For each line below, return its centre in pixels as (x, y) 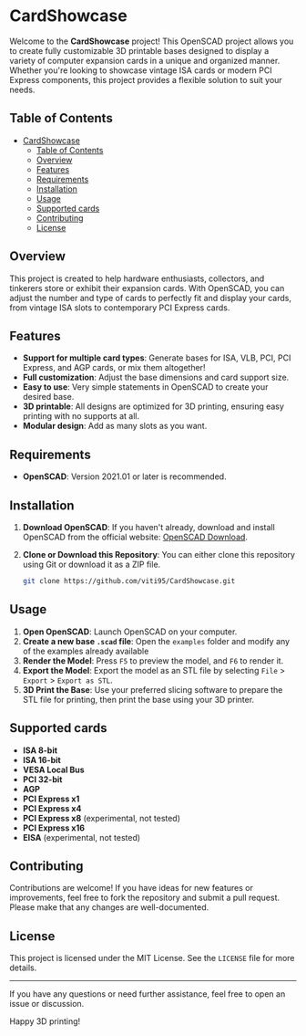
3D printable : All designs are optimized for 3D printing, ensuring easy (153, 406)
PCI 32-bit (42, 779)
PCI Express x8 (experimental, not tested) (101, 818)
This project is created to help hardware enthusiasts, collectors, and (137, 278)
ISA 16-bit (41, 759)
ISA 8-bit (40, 750)
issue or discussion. (47, 1004)
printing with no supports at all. (81, 416)
